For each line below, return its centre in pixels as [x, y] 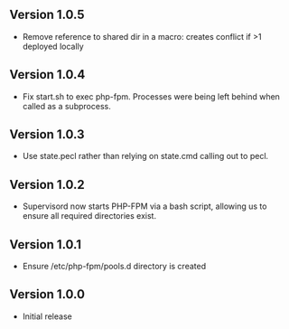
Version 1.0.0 [47, 294]
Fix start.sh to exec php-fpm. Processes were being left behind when [151, 96]
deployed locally [53, 46]
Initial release [47, 316]
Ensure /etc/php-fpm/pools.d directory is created [114, 267]
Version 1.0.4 [47, 75]
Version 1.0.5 [47, 15]
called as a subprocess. [66, 106]
